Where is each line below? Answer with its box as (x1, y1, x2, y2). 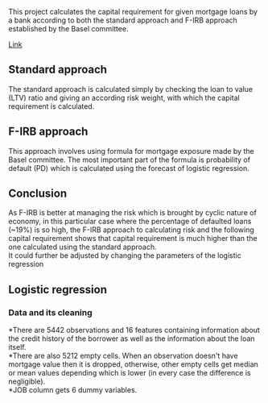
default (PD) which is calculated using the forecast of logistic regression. (8, 163, 249, 172)
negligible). (8, 376, 46, 386)
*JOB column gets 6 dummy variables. (8, 385, 138, 395)
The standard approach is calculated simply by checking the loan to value (8, 84, 254, 93)
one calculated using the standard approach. (8, 242, 157, 252)
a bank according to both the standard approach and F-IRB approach (8, 15, 237, 25)
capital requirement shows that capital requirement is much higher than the (8, 234, 258, 243)
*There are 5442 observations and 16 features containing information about (8, 326, 260, 335)
